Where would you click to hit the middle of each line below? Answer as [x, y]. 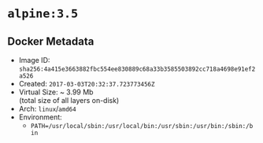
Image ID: [34, 60]
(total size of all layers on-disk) [69, 100]
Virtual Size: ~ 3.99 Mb [56, 92]
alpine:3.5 [43, 14]
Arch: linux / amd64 [47, 109]
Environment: [40, 117]
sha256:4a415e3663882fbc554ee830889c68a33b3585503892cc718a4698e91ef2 [137, 69]
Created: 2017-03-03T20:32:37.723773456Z [87, 84]
